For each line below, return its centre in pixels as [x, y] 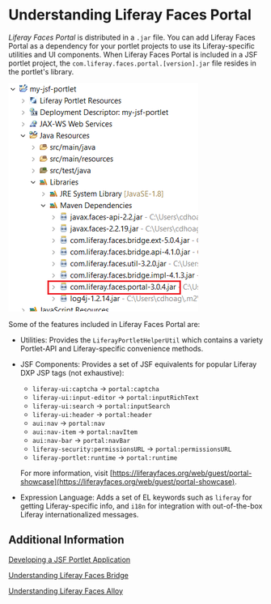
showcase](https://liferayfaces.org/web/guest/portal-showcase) [127, 481]
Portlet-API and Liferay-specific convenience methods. [112, 348]
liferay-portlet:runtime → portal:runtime [105, 457]
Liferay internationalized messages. [79, 514]
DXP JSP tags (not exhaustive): [72, 372]
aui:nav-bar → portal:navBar [81, 440]
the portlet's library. [41, 71]
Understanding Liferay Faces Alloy [66, 591]
